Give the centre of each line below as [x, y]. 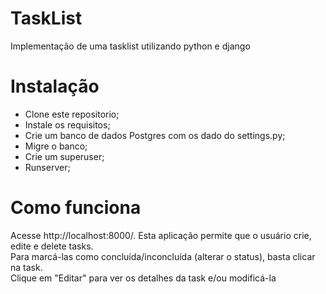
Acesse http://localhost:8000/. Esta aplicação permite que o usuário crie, [161, 235]
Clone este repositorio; [72, 114]
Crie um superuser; [64, 156]
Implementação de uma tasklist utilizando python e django [130, 46]
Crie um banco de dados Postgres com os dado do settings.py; [155, 135]
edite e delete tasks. [52, 246]
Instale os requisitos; [67, 124]
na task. [26, 267]
